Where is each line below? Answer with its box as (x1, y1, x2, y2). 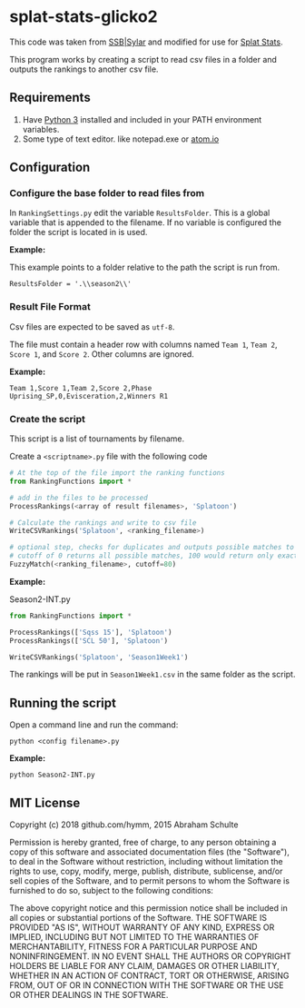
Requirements (9, 90, 91, 105)
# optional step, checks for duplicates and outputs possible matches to (9, 543, 295, 552)
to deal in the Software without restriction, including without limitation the (9, 856, 283, 867)
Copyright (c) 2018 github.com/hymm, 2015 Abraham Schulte (9, 819, 239, 830)
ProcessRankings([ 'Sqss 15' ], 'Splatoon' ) (9, 628, 172, 637)
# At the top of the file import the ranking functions (9, 469, 225, 478)
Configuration (9, 160, 91, 175)
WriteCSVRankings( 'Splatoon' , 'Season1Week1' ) (9, 652, 189, 662)
